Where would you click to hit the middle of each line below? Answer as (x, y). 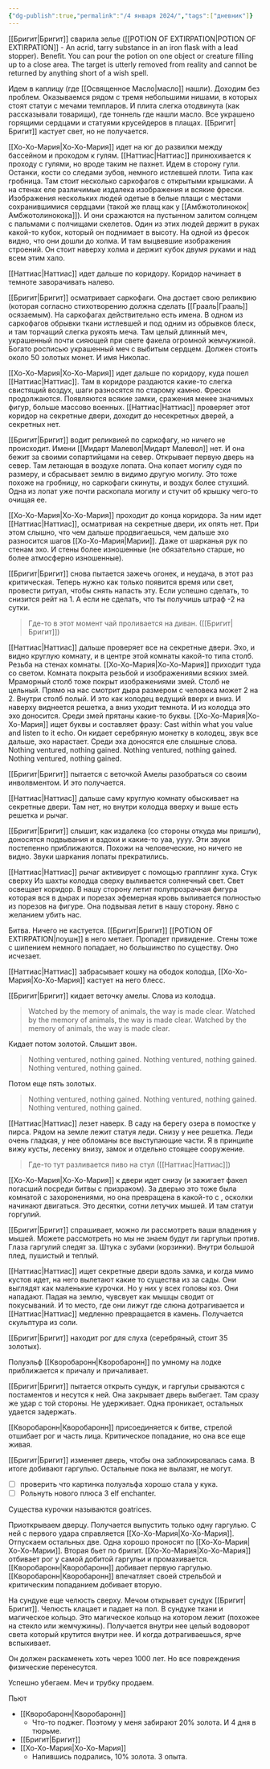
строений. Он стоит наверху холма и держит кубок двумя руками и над (132, 249)
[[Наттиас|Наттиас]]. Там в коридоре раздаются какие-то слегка (121, 381)
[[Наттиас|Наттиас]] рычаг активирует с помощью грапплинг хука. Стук (133, 872)
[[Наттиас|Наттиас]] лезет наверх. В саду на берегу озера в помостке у (132, 1123)
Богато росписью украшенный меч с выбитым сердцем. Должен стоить (133, 349)
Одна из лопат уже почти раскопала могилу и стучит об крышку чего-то (133, 490)
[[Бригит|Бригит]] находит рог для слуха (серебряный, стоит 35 (118, 1338)
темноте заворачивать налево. (61, 281)
